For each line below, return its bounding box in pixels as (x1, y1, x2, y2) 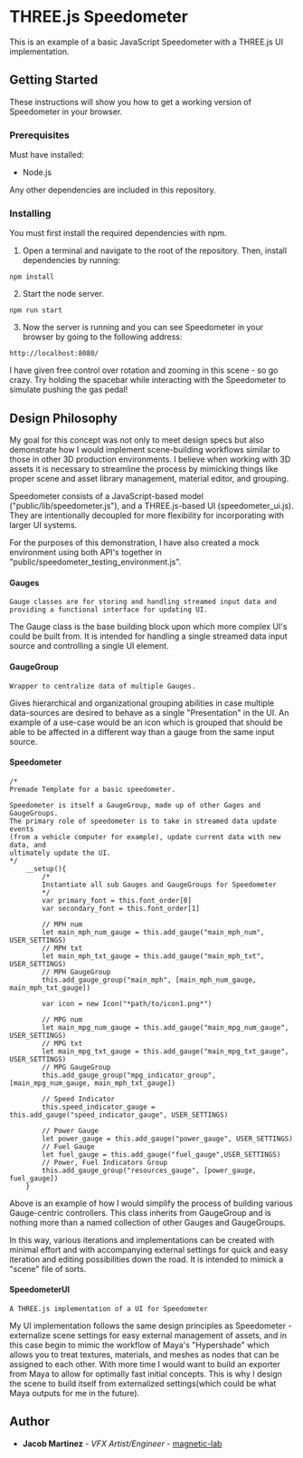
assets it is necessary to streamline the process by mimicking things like (9, 464, 279, 475)
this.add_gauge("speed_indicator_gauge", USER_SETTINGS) (9, 1110, 229, 1120)
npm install (9, 272, 54, 282)
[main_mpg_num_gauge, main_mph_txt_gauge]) (9, 1078, 176, 1088)
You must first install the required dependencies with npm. (9, 228, 228, 239)
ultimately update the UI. (9, 848, 111, 857)
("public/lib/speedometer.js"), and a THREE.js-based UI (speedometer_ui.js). (9, 501, 294, 512)
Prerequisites (9, 129, 70, 142)
